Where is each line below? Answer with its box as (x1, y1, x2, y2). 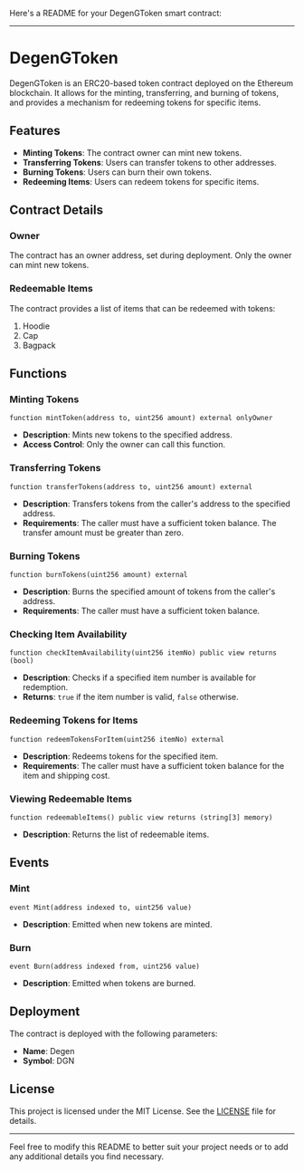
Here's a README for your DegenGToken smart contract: (9, 8, 222, 18)
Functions (9, 366, 68, 381)
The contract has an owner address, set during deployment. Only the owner (9, 250, 292, 261)
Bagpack (22, 340, 56, 350)
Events (9, 855, 50, 870)
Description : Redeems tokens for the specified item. (22, 751, 219, 762)
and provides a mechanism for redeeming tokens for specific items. (9, 97, 261, 108)
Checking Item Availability (9, 628, 128, 640)
